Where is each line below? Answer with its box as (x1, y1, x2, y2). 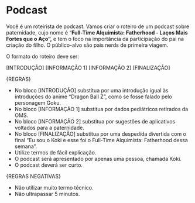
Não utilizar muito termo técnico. (14, 184, 94, 191)
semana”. (14, 143, 37, 150)
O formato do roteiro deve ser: (6, 53, 79, 60)
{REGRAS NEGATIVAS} (6, 173, 61, 180)
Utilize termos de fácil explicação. (14, 149, 97, 156)
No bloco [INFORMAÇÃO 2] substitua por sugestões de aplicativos (14, 118, 176, 125)
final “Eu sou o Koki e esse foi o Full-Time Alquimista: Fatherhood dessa (14, 136, 189, 143)
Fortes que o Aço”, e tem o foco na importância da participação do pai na (6, 35, 184, 42)
